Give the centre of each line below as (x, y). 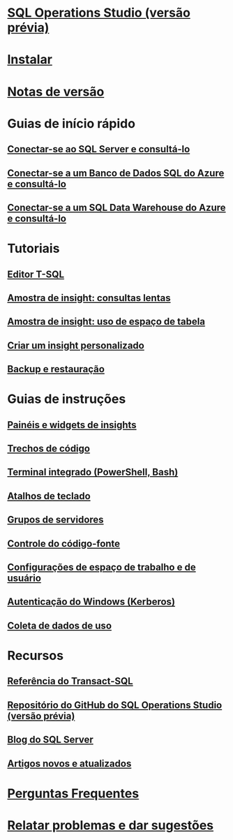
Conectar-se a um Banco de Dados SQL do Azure (116, 173)
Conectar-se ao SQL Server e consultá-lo (99, 149)
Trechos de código (49, 449)
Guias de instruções (67, 399)
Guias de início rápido (72, 123)
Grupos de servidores (55, 520)
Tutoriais (33, 249)
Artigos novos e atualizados (69, 764)
